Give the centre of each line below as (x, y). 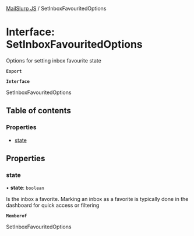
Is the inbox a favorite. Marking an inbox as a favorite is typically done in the (97, 199)
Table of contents (38, 111)
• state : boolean (25, 188)
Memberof (17, 216)
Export (14, 71)
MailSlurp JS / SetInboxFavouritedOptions (56, 8)
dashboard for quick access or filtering (53, 205)
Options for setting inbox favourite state (54, 60)
